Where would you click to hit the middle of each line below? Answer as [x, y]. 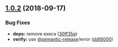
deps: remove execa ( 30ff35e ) [45, 34]
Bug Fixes [18, 23]
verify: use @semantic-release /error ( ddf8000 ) [63, 39]
